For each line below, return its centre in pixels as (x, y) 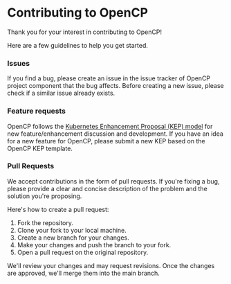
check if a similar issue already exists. (61, 93)
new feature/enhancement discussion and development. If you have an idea (115, 134)
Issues (19, 63)
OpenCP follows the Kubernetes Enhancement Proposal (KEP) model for (110, 126)
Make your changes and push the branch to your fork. (94, 245)
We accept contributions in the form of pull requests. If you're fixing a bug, (113, 181)
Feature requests (37, 111)
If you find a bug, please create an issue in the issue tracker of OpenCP (109, 78)
